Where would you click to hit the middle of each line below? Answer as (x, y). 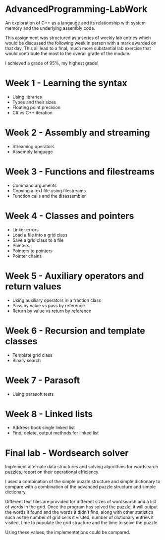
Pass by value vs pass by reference (49, 305)
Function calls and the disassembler (49, 196)
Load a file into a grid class (40, 235)
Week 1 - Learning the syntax (66, 83)
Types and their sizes (34, 102)
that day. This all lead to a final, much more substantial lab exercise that (78, 48)
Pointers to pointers (32, 251)
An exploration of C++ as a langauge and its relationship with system (76, 23)
